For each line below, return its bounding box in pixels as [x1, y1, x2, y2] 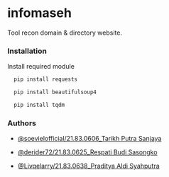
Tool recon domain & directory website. [7, 28, 123, 37]
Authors [7, 118, 37, 128]
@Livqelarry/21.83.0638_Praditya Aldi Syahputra [17, 161, 160, 171]
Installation [7, 46, 48, 56]
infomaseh [7, 5, 72, 21]
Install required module [7, 62, 75, 71]
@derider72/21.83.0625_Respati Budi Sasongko [17, 148, 158, 156]
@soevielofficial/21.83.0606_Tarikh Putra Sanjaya [17, 135, 162, 143]
